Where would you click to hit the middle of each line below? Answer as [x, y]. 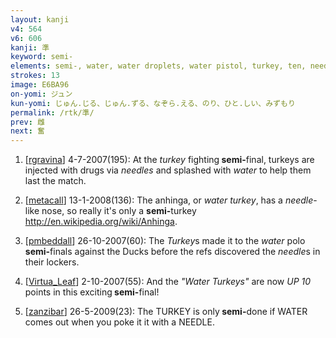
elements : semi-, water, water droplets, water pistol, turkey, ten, [158, 66]
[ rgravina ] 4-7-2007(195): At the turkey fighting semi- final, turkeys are [169, 160]
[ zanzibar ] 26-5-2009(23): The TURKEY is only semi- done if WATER [166, 312]
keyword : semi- [42, 57]
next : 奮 [27, 131]
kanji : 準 [30, 47]
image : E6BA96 [40, 85]
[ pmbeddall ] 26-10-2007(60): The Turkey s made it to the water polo [165, 241]
